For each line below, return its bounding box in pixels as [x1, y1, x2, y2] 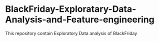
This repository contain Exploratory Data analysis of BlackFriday [5, 30, 137, 36]
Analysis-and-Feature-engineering [5, 14, 155, 25]
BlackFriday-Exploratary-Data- [5, 3, 136, 15]
